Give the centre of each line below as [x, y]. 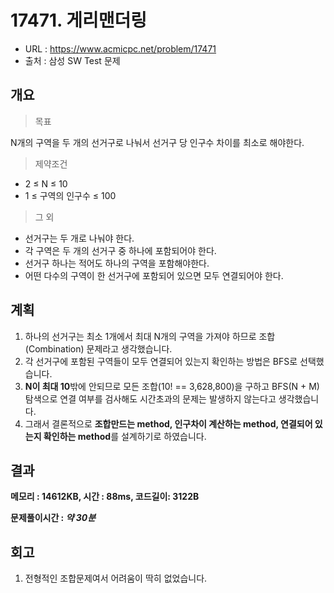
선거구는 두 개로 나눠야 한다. [79, 238]
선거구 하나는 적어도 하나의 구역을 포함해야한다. [117, 263]
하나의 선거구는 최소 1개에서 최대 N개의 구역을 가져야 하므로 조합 [150, 336]
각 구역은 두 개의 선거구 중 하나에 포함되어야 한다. [120, 250]
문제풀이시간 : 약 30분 [53, 518]
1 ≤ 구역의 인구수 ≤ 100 [70, 195]
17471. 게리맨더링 [78, 20]
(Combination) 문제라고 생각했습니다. [98, 348]
